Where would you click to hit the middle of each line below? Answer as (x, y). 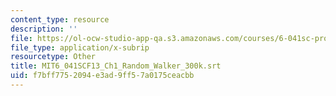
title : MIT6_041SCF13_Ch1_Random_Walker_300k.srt (116, 66)
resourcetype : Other (53, 57)
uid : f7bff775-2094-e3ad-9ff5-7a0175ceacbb (102, 76)
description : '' (44, 29)
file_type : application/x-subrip (80, 47)
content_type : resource (60, 19)
